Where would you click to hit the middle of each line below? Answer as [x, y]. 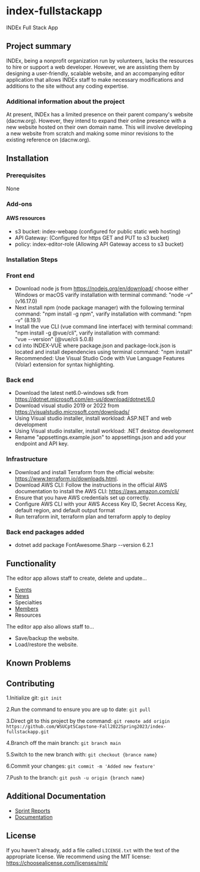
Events [23, 589]
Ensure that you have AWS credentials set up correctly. [82, 497]
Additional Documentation [56, 797]
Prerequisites [26, 175]
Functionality [31, 564]
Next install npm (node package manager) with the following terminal [99, 308]
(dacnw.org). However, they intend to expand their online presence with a [96, 121]
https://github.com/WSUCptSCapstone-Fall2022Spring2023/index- [86, 726]
